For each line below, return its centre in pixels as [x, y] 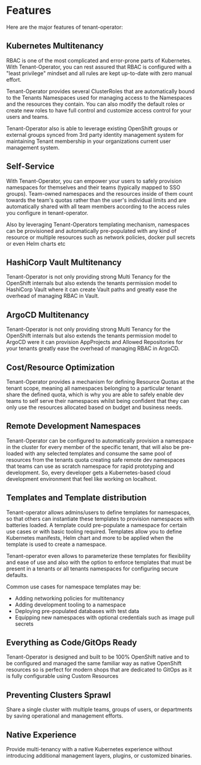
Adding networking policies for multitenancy [70, 598]
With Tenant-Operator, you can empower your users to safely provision [94, 181]
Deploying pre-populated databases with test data [77, 611]
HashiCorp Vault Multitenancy [64, 262]
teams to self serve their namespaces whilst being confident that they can [98, 401]
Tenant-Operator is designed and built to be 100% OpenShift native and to [98, 657]
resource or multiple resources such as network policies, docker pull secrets [101, 237]
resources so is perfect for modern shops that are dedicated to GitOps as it [99, 670]
